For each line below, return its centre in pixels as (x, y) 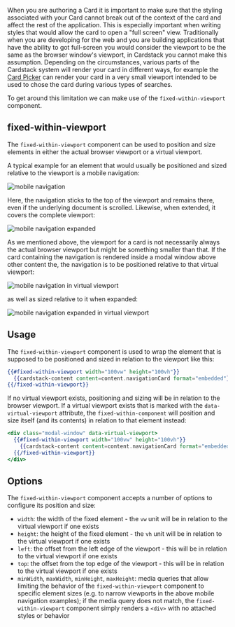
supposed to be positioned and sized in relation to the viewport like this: (111, 359)
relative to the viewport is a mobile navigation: (73, 173)
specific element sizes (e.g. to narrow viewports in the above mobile (116, 593)
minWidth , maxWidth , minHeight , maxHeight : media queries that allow (113, 579)
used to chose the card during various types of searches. (90, 84)
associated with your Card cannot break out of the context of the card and (114, 18)
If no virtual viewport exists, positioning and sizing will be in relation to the (114, 398)
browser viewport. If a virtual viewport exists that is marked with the (105, 406)
